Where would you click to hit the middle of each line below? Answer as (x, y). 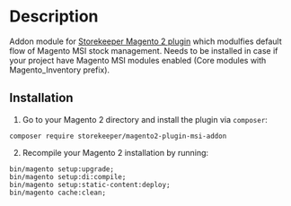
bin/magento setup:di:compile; (68, 176)
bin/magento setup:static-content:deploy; (90, 185)
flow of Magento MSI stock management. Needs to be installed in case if (144, 50)
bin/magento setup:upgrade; (62, 169)
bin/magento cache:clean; (57, 193)
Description (54, 17)
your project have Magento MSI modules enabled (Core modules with (138, 60)
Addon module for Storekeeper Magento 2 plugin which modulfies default (145, 41)
